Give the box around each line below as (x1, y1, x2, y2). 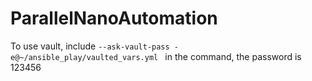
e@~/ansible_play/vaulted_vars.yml (10, 52, 159, 62)
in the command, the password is (164, 50, 302, 62)
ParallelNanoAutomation (10, 7, 218, 30)
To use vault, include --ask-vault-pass (10, 40, 170, 52)
